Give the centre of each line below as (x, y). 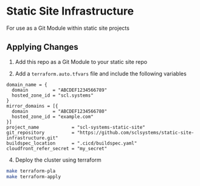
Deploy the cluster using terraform (58, 160)
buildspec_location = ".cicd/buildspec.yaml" (72, 143)
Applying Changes (43, 47)
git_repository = (40, 133)
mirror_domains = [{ (33, 106)
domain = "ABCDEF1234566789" (60, 90)
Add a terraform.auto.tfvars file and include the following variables (101, 74)
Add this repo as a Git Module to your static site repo (81, 61)
